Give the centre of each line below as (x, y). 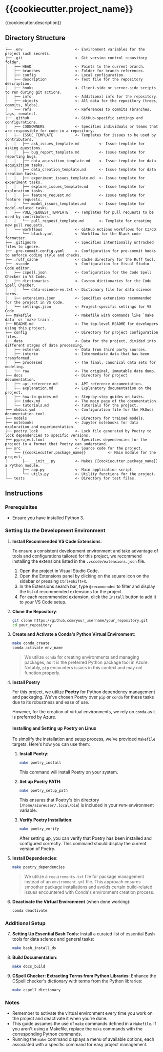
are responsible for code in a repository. (50, 131)
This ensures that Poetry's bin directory (59, 800)
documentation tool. (26, 414)
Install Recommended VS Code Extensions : (57, 541)
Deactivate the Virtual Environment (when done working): (71, 902)
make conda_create (31, 643)
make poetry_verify (39, 829)
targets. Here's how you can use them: (51, 744)
